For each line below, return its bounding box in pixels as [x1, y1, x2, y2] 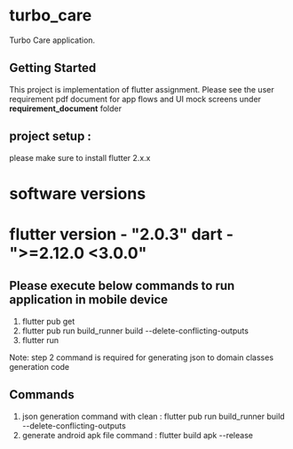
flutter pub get [21, 316, 75, 326]
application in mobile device [9, 293, 169, 308]
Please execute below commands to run [9, 278, 235, 293]
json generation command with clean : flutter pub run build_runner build [21, 411, 286, 421]
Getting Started [9, 60, 97, 76]
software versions [9, 183, 146, 204]
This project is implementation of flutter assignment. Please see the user [9, 84, 274, 94]
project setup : [9, 129, 91, 144]
